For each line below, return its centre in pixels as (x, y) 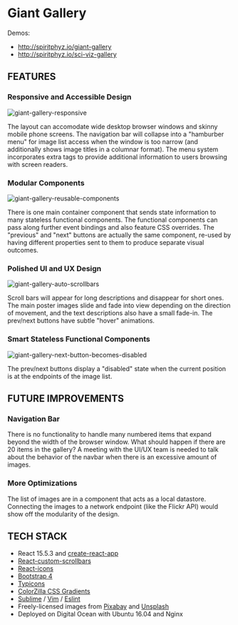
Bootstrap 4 (35, 576)
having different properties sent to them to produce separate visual (106, 242)
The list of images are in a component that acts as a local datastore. (107, 499)
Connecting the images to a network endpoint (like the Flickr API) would (113, 506)
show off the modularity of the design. (63, 514)
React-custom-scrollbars (54, 561)
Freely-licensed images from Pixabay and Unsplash (93, 606)
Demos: (19, 33)
